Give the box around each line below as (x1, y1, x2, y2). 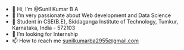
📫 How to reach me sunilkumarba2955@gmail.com (11, 37, 139, 44)
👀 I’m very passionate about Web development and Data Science (11, 12, 171, 19)
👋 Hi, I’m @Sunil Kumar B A (11, 6, 79, 12)
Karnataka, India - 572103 (11, 24, 76, 31)
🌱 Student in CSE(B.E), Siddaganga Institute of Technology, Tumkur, (11, 18, 179, 25)
